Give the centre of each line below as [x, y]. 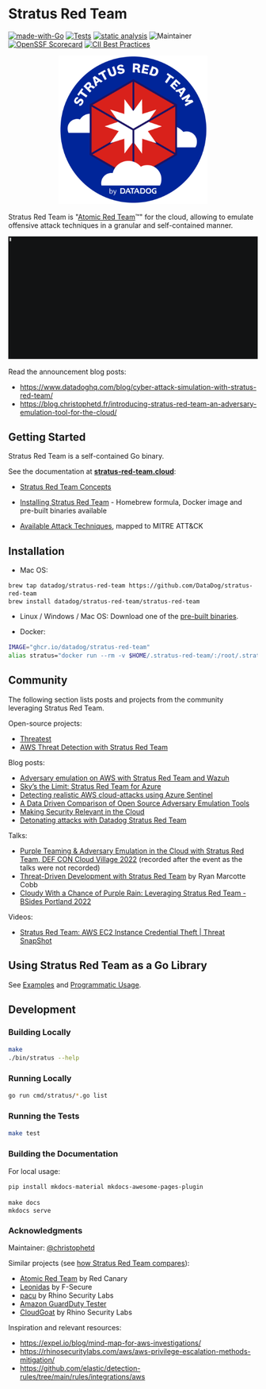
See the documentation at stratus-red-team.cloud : [92, 471]
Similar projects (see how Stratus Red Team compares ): [99, 1263]
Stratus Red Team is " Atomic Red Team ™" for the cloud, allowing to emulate [131, 217]
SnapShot [36, 941]
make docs [25, 1202]
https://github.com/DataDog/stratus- [191, 586]
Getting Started [47, 437]
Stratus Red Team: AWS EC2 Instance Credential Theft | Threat [122, 932]
